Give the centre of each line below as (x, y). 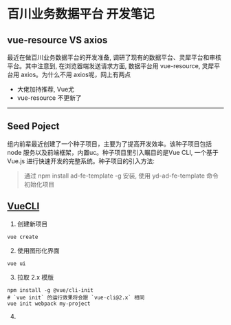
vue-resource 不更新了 (49, 98)
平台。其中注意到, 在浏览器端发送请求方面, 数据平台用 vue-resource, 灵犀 (111, 66)
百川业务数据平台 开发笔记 (81, 14)
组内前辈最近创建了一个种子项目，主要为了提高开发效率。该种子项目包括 (109, 144)
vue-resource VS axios (57, 40)
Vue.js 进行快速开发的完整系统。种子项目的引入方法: (81, 161)
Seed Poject (33, 126)
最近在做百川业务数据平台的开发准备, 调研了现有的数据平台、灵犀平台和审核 (114, 57)
